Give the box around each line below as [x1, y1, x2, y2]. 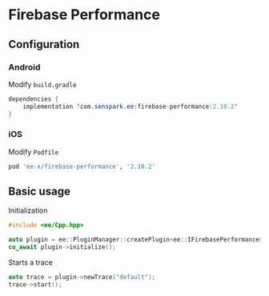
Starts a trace [8, 258, 54, 267]
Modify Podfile [8, 146, 59, 157]
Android [8, 62, 41, 73]
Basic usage [8, 185, 70, 198]
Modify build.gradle [8, 79, 77, 89]
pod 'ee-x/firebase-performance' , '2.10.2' [8, 162, 156, 170]
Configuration [8, 38, 80, 51]
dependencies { [8, 94, 59, 103]
